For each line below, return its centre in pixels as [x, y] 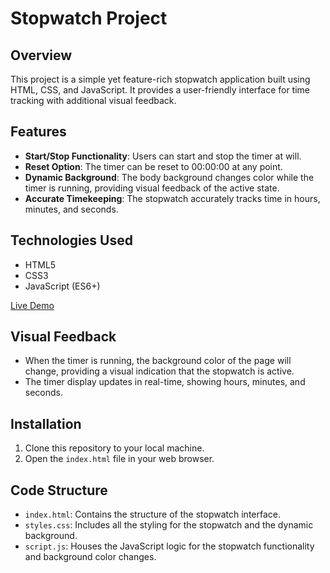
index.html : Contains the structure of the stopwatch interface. [152, 514]
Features [38, 132]
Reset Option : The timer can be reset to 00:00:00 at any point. [153, 166]
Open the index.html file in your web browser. [119, 459]
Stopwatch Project [89, 18]
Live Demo [32, 305]
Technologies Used [71, 240]
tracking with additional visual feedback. [93, 100]
